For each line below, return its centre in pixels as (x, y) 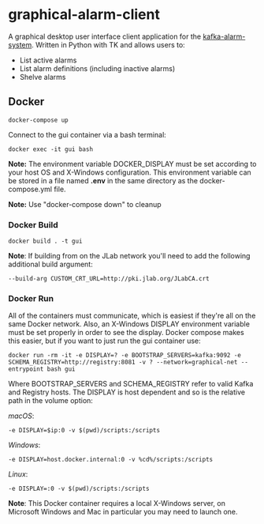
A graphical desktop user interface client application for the (105, 36)
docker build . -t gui (45, 241)
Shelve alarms (43, 77)
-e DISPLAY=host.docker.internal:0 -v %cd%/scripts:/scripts (111, 460)
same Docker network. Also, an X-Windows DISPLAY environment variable (129, 324)
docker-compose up (38, 120)
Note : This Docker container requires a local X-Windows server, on (117, 503)
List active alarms (48, 60)
